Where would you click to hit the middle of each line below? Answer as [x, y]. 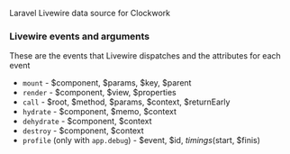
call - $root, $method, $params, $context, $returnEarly [126, 102]
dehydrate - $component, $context [87, 122]
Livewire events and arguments [80, 36]
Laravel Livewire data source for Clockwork [90, 13]
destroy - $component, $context [83, 131]
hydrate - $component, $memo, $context [100, 112]
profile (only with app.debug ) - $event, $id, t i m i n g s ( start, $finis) [141, 140]
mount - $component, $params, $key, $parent [107, 83]
